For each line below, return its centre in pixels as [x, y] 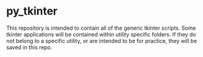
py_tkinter [32, 11]
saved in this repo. [29, 47]
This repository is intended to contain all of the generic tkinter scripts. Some [101, 28]
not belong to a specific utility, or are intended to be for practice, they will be [102, 41]
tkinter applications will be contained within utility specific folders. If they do [101, 34]
